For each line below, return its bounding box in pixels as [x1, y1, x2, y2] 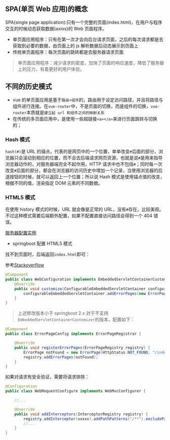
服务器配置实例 [5, 230, 36, 236]
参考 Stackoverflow [5, 262, 45, 268]
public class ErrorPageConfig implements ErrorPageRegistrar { [5, 331, 142, 337]
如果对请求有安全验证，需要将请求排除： [5, 374, 90, 380]
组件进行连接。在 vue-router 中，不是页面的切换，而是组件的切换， [12, 103, 151, 109]
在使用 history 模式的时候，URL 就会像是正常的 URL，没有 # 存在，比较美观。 [5, 207, 164, 213]
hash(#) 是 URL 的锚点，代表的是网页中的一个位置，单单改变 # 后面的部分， [5, 148, 159, 154]
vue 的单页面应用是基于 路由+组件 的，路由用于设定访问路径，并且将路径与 [12, 97, 163, 103]
